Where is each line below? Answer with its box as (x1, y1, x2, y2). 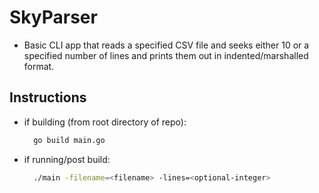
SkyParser (9, 6, 98, 29)
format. (23, 60, 55, 72)
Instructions (9, 89, 87, 106)
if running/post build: (23, 153, 111, 165)
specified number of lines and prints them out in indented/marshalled (23, 49, 309, 61)
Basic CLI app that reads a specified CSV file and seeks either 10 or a (23, 39, 310, 51)
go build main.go (33, 135, 106, 145)
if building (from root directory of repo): (23, 116, 187, 128)
